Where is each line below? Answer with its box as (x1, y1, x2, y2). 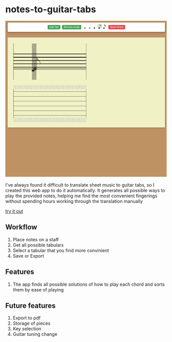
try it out (5, 208, 24, 214)
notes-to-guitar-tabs (5, 4, 96, 15)
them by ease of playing (12, 286, 64, 292)
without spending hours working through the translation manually (5, 198, 143, 204)
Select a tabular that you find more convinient (12, 247, 109, 254)
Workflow (5, 223, 37, 232)
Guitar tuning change (12, 331, 58, 337)
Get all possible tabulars (12, 242, 64, 248)
